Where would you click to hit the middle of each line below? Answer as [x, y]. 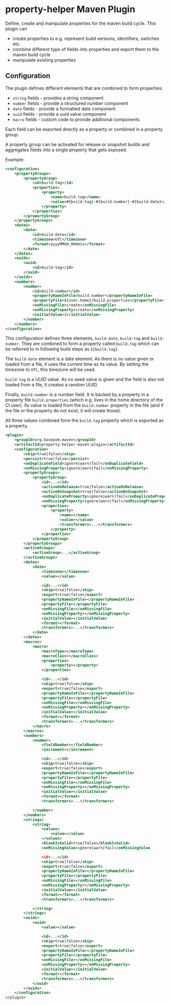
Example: [15, 159]
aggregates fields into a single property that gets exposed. [66, 150]
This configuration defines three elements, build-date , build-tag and [77, 338]
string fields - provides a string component [58, 98]
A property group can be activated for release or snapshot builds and [77, 144]
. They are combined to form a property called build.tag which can [89, 344]
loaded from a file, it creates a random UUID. [52, 385]
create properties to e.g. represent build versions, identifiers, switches [86, 38]
